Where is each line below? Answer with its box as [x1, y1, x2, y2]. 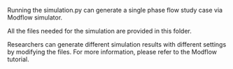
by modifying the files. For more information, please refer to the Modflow [7, 48, 218, 56]
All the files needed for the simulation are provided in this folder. [7, 27, 192, 35]
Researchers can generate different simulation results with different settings [7, 40, 227, 48]
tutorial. [7, 55, 29, 63]
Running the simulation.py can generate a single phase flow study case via [7, 6, 223, 14]
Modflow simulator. [7, 13, 63, 22]
